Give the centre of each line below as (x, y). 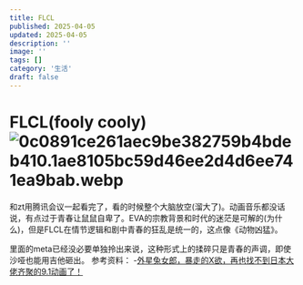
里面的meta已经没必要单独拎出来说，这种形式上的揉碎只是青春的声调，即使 (150, 249)
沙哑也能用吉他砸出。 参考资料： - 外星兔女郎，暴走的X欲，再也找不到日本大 (151, 260)
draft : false (34, 77)
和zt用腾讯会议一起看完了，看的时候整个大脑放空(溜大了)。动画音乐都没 (143, 207)
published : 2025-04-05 (52, 26)
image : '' (28, 52)
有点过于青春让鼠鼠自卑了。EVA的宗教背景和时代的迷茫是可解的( (146, 218)
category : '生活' (41, 69)
